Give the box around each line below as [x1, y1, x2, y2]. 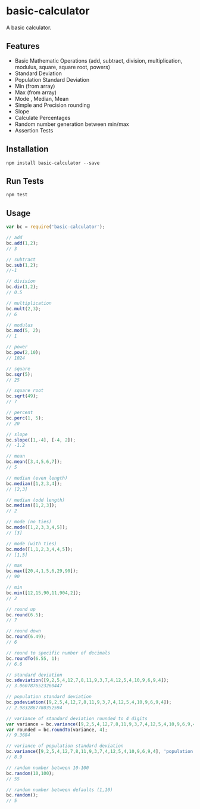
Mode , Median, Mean [14, 95, 69, 102]
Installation [6, 144, 49, 155]
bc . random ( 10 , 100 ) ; [6, 770, 55, 776]
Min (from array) [14, 82, 55, 89]
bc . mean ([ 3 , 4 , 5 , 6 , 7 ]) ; [6, 459, 62, 465]
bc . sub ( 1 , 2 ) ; [6, 262, 39, 268]
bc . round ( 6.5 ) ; [6, 612, 44, 618]
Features [6, 41, 40, 51]
